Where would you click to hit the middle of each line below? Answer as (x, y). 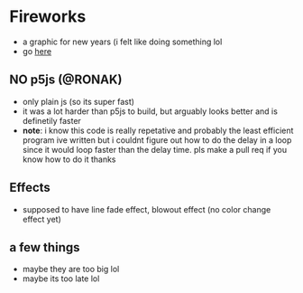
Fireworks (48, 17)
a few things (45, 247)
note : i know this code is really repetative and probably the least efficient (158, 130)
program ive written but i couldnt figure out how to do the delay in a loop (157, 140)
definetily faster (51, 120)
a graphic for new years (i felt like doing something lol (122, 42)
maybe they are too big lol (71, 269)
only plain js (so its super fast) (78, 101)
